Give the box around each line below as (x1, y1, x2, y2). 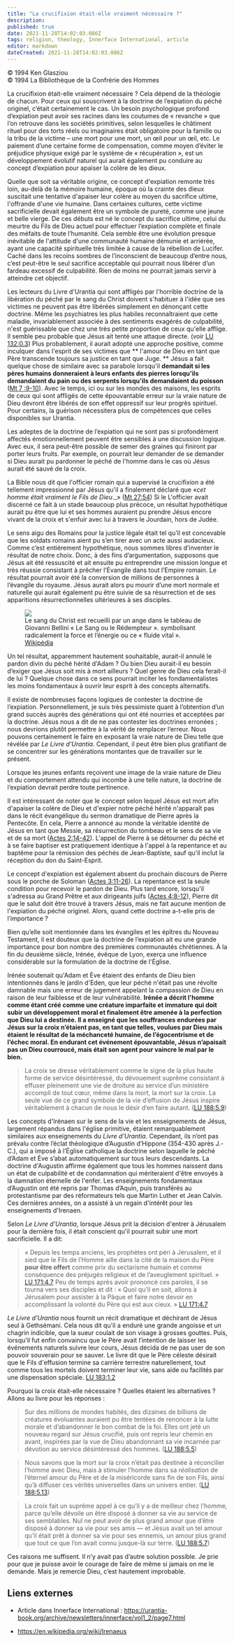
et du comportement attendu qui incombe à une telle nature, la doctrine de (7, 776, 222, 784)
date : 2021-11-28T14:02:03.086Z (7, 29, 101, 37)
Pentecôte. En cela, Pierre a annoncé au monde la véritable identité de (7, 819, 210, 827)
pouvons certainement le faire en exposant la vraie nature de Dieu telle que (7, 732, 224, 741)
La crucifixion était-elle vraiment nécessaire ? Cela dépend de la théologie (7, 89, 221, 98)
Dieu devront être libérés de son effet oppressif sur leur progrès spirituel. (7, 399, 218, 407)
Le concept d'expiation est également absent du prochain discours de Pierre (7, 869, 228, 878)
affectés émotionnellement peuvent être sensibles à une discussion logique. (7, 434, 226, 443)
